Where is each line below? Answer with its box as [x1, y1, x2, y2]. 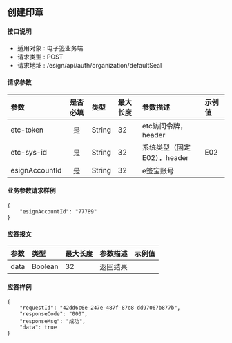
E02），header [142, 153, 189, 162]
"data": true [19, 324, 57, 331]
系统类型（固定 [142, 142, 191, 152]
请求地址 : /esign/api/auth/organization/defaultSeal [17, 61, 162, 69]
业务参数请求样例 [7, 186, 56, 195]
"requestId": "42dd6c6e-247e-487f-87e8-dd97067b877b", [19, 304, 181, 312]
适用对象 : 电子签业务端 [17, 43, 84, 52]
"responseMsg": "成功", [19, 318, 86, 325]
